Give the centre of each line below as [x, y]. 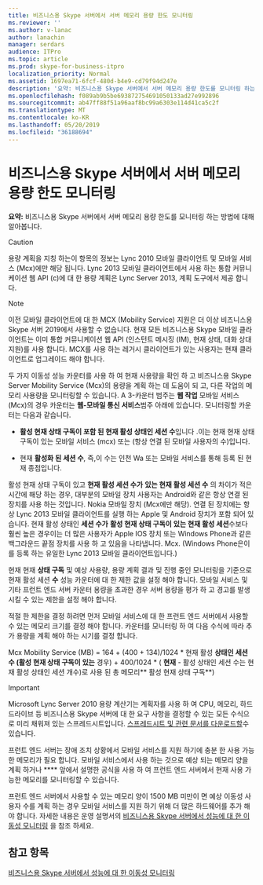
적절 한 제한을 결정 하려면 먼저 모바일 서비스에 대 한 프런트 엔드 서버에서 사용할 [128, 616]
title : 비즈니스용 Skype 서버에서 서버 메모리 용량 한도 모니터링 [101, 15]
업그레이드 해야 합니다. [70, 359]
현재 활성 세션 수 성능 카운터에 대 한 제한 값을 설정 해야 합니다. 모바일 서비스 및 [128, 580]
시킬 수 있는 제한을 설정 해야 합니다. [62, 599]
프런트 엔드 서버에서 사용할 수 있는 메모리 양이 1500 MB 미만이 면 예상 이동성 [126, 796]
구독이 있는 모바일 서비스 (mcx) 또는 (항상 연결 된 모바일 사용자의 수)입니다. [135, 441]
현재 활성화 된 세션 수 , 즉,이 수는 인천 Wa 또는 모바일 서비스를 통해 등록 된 [131, 458]
